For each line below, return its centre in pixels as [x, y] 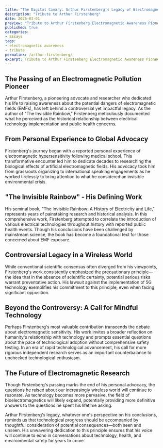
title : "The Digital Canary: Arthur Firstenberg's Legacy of [68, 9]
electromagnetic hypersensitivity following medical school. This [69, 156]
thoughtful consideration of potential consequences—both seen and [73, 425]
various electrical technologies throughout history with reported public [76, 224]
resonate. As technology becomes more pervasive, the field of [67, 395]
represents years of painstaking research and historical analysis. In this [76, 214]
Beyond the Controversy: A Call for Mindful [72, 307]
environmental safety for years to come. [45, 441]
